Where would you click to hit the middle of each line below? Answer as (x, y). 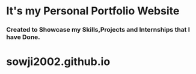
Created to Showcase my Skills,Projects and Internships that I (98, 30)
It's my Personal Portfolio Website (93, 11)
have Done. (23, 37)
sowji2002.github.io (58, 62)
